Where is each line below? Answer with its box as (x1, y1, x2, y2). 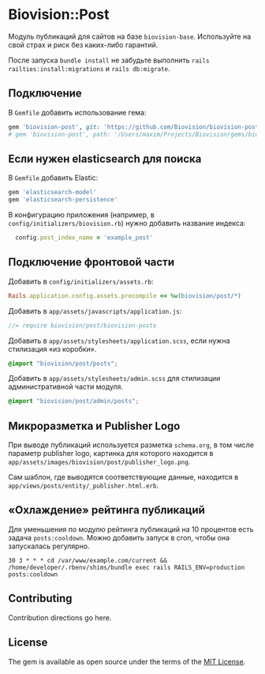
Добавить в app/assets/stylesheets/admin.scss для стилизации (8, 374, 221, 383)
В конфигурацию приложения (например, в (8, 210, 155, 220)
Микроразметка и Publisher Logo (8, 419, 181, 432)
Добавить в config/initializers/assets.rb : (8, 277, 154, 286)
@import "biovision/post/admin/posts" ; (8, 397, 140, 405)
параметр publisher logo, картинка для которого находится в (8, 449, 214, 458)
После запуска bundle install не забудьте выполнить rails (8, 55, 210, 65)
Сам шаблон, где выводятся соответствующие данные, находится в (8, 473, 239, 482)
